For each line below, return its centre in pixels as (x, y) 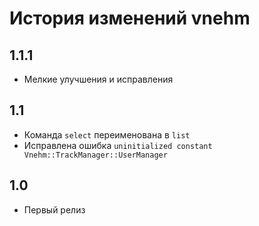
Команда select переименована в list (107, 134)
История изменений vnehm (130, 18)
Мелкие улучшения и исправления (98, 79)
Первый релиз (54, 209)
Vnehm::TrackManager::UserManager (95, 155)
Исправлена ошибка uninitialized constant (118, 145)
